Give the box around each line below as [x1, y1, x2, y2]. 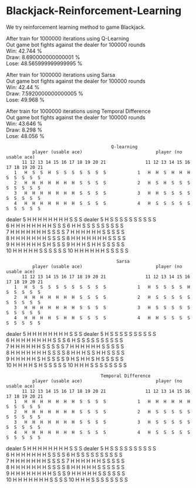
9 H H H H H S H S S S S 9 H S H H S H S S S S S [6, 355, 124, 362]
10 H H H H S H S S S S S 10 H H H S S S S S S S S [6, 361, 127, 368]
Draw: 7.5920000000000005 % [6, 90, 84, 97]
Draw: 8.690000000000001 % [6, 53, 80, 60]
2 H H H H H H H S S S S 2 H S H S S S [13, 180, 191, 186]
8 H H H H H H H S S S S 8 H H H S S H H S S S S [6, 349, 125, 356]
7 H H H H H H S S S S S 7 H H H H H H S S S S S [6, 342, 124, 350]
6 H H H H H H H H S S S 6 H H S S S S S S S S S [6, 222, 124, 229]
